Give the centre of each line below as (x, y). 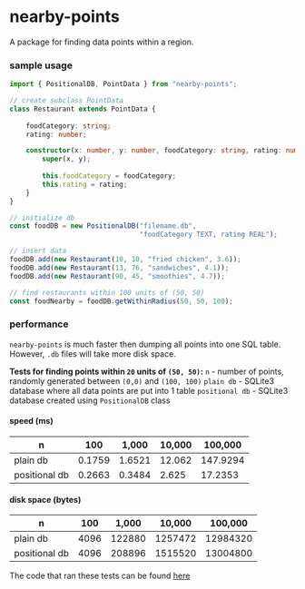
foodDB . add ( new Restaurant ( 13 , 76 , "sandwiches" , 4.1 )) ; (119, 268)
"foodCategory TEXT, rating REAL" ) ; (209, 235)
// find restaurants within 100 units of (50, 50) (107, 292)
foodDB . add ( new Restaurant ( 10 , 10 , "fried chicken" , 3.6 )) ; (126, 260)
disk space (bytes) (45, 499)
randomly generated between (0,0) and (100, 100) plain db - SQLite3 (142, 381)
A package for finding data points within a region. (102, 42)
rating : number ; (57, 134)
